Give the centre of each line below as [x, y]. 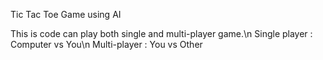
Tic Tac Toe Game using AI [66, 14]
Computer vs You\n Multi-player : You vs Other [106, 44]
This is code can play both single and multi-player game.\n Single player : [161, 33]
